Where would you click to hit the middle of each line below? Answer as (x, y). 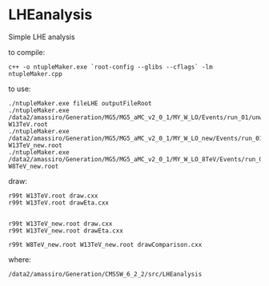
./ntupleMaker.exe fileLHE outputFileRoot (80, 103)
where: (20, 259)
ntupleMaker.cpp (35, 73)
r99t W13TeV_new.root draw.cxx (60, 224)
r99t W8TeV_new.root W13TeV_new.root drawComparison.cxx (105, 244)
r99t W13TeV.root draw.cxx (53, 196)
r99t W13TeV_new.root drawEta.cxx (66, 230)
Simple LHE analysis (42, 37)
